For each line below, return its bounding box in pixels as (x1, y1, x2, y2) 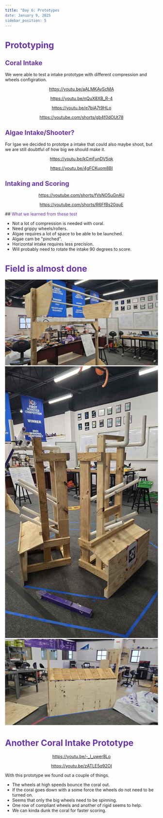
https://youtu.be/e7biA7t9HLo (51, 105, 112, 111)
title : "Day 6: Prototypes (5, 8, 60, 13)
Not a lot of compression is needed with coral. (12, 221, 105, 226)
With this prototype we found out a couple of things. (5, 772, 110, 778)
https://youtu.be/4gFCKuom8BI (50, 165, 113, 171)
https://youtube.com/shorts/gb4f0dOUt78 (39, 115, 124, 120)
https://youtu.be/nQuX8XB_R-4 (50, 96, 113, 101)
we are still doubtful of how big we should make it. (5, 147, 106, 152)
